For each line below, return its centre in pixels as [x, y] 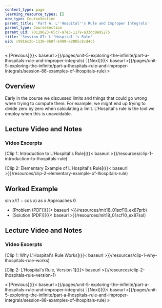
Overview [20, 86]
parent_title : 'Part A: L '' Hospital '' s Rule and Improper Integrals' [77, 23]
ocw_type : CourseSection [30, 19]
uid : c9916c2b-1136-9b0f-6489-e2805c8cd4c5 [50, 42]
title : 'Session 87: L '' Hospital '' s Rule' [49, 37]
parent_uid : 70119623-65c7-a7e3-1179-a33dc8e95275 [58, 32]
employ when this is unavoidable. [39, 113]
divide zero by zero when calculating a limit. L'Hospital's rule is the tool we [80, 109]
